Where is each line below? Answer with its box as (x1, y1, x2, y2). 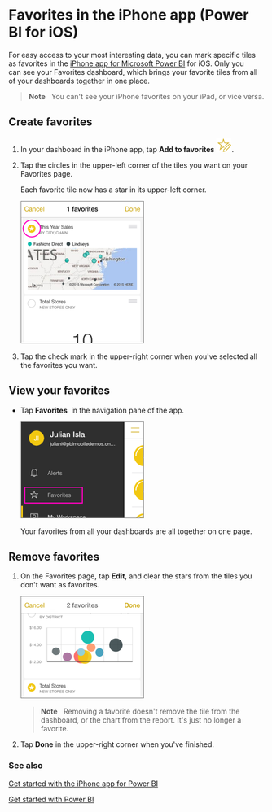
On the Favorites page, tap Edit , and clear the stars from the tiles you (20, 571, 252, 581)
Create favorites (8, 116, 93, 129)
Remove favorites (8, 549, 100, 563)
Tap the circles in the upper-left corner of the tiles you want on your (20, 160, 248, 170)
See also (8, 760, 43, 771)
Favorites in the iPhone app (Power (8, 6, 250, 24)
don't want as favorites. (20, 580, 100, 590)
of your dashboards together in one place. (8, 76, 151, 85)
